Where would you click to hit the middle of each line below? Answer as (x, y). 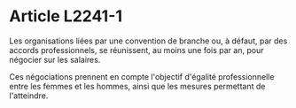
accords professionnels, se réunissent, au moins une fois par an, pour (136, 50)
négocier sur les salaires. (55, 59)
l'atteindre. (29, 96)
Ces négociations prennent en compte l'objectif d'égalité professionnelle (142, 76)
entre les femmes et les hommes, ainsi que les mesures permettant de (137, 86)
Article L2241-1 (66, 16)
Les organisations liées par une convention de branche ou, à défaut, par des (148, 41)
